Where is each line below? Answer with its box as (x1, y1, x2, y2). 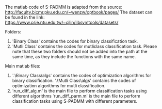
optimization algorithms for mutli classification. (12, 83, 106, 89)
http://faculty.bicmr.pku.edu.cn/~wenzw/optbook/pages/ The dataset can (5, 9, 153, 15)
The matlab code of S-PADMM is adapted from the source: (5, 4, 123, 10)
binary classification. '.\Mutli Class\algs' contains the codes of (12, 78, 136, 83)
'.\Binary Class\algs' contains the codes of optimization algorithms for (12, 73, 151, 78)
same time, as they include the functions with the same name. (12, 54, 136, 60)
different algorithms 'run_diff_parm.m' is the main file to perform (12, 93, 141, 99)
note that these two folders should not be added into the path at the (12, 48, 147, 54)
